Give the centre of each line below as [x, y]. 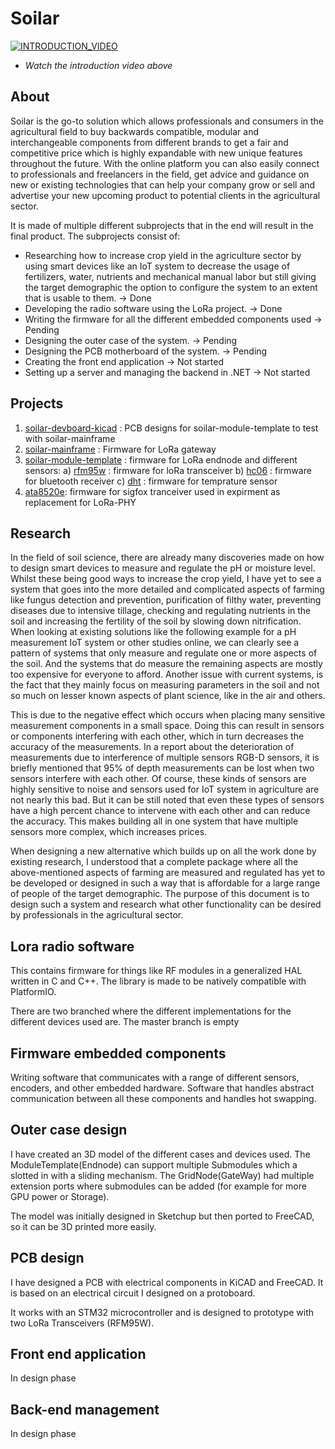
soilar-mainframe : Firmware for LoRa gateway [120, 449]
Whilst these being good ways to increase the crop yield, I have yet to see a [166, 579]
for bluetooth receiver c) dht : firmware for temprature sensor [151, 481]
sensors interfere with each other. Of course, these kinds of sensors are [158, 779]
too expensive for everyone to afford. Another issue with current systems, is [167, 674]
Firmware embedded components [118, 1053]
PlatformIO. [33, 992]
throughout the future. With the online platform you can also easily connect [165, 163]
